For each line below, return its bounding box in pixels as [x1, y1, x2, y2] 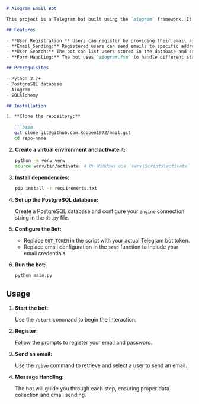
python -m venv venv [14, 157, 66, 163]
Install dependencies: [14, 174, 70, 181]
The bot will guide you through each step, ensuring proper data [14, 385, 170, 392]
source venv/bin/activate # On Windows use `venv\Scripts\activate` [14, 163, 191, 169]
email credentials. [23, 249, 67, 256]
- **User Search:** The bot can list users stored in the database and [6, 49, 187, 55]
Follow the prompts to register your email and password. [14, 339, 153, 346]
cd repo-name [14, 135, 46, 141]
